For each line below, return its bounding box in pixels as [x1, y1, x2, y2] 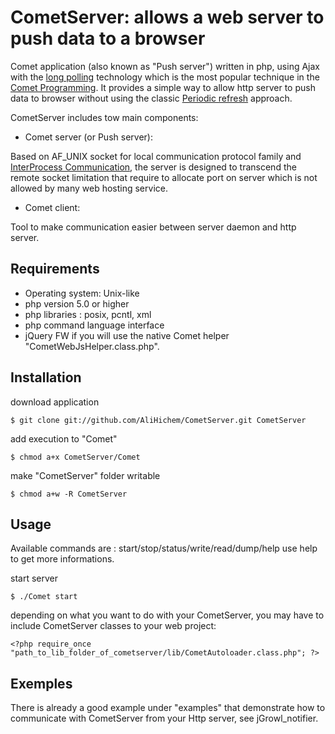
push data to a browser [10, 27, 206, 50]
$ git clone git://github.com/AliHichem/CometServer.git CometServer [10, 415, 307, 425]
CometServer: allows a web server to [10, 6, 325, 29]
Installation [10, 369, 82, 386]
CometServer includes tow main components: [10, 111, 199, 123]
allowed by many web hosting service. [10, 182, 168, 194]
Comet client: [24, 201, 81, 213]
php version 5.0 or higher [24, 297, 130, 310]
